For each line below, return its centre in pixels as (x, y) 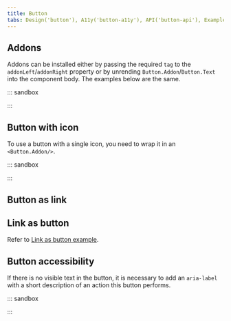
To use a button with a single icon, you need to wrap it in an (91, 144)
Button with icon (43, 127)
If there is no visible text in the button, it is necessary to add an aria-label (112, 278)
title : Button (27, 13)
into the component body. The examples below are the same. (94, 79)
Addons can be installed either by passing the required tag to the (99, 64)
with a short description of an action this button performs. (89, 285)
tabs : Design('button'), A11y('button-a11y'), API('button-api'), (104, 20)
